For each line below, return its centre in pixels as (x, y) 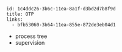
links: (15, 20)
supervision (30, 43)
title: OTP (20, 14)
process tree (31, 36)
